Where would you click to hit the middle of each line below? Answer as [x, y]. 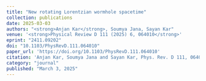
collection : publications [39, 18]
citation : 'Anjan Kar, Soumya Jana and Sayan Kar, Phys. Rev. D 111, [97, 57]
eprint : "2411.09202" [34, 40]
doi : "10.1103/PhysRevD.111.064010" [53, 46]
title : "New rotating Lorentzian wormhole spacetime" [77, 12]
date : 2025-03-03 [29, 23]
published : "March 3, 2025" [42, 69]
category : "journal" [33, 63]
